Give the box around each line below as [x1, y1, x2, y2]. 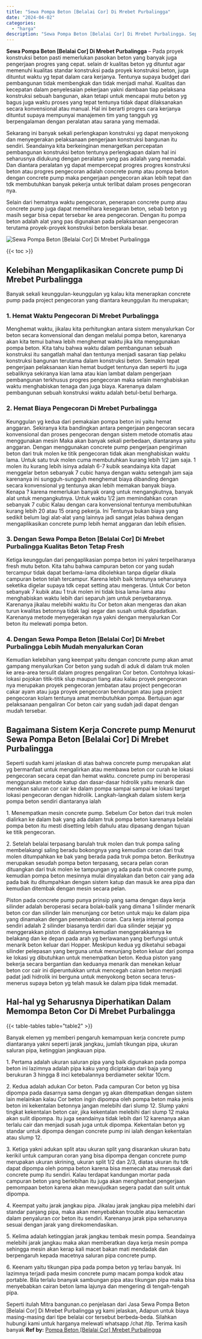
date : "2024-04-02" [6, 14, 55, 20]
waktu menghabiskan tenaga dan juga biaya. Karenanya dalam [6, 383, 161, 390]
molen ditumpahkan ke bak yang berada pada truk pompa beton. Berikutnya [6, 853, 195, 860]
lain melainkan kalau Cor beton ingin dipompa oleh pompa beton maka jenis [6, 1095, 194, 1103]
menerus [6, 979, 28, 986]
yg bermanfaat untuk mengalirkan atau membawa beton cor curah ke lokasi [6, 766, 194, 773]
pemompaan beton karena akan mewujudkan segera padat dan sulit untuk [6, 1183, 191, 1191]
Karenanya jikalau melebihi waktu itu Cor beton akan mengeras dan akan [6, 600, 187, 608]
